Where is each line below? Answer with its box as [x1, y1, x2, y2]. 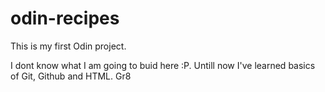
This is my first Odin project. [10, 40, 127, 52]
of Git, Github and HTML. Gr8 [10, 70, 132, 82]
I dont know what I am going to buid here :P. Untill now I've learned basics [10, 59, 316, 71]
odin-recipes [10, 7, 120, 30]
